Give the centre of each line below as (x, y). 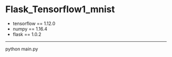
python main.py (22, 49)
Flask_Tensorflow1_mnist (60, 9)
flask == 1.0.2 (27, 34)
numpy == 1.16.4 (30, 28)
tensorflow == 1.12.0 (34, 23)
